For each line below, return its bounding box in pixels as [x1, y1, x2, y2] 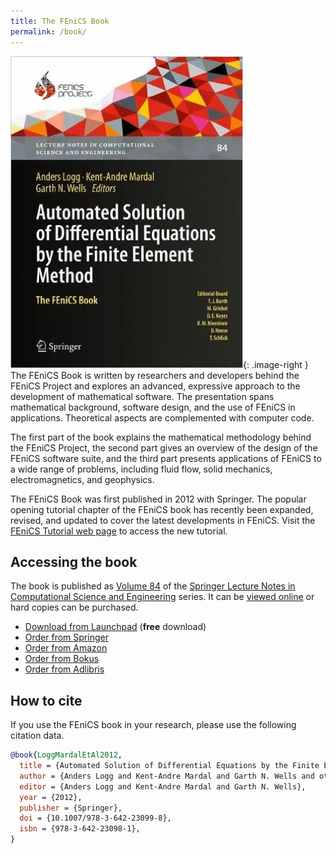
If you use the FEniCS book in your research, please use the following [10, 719, 297, 731]
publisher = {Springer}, [19, 803, 123, 813]
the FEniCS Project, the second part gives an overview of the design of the [10, 441, 318, 454]
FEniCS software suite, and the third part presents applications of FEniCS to [10, 452, 322, 464]
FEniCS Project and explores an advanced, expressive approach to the [10, 380, 301, 392]
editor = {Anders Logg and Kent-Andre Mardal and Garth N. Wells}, [19, 781, 307, 792]
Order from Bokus [24, 653, 100, 665]
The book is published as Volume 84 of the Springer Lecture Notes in [10, 580, 296, 592]
